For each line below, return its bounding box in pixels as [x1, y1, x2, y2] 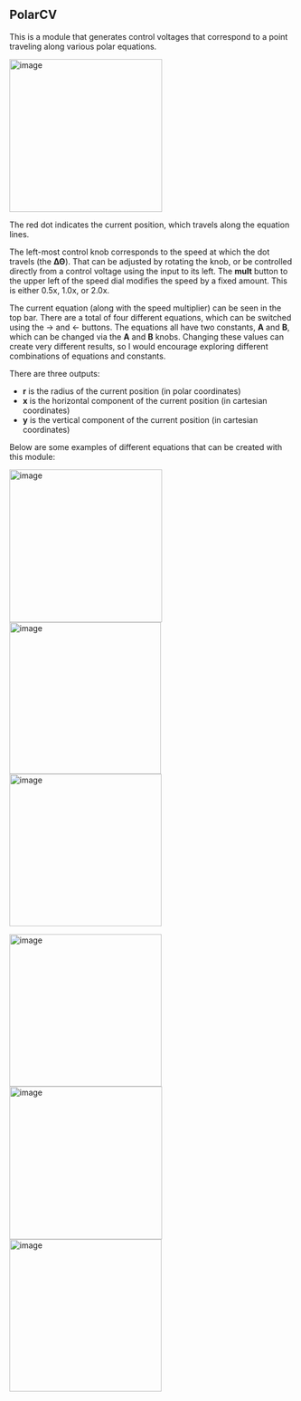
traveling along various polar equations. [9, 41, 157, 52]
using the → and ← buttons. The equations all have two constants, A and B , [9, 321, 290, 332]
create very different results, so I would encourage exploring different [9, 341, 268, 351]
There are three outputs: [9, 368, 100, 379]
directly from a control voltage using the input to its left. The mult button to [9, 265, 288, 276]
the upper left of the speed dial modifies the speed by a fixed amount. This [9, 275, 287, 286]
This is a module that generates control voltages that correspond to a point [9, 31, 288, 42]
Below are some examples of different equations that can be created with [9, 441, 283, 452]
